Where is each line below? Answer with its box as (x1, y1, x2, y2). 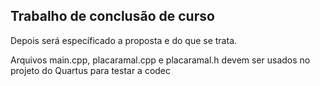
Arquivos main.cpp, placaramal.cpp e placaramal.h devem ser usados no (10, 54, 311, 66)
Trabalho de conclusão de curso (10, 8, 215, 25)
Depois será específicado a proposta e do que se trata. (10, 34, 238, 46)
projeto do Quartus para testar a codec (10, 64, 172, 76)
